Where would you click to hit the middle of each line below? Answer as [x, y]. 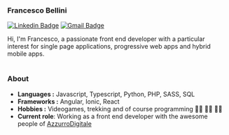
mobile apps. [26, 54]
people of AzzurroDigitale [55, 123]
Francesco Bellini [37, 10]
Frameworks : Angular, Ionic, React [69, 101]
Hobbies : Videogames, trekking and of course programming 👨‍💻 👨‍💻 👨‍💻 [120, 109]
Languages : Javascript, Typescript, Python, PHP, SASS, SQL [106, 94]
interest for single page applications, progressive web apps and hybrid [109, 47]
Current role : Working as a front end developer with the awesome [112, 116]
